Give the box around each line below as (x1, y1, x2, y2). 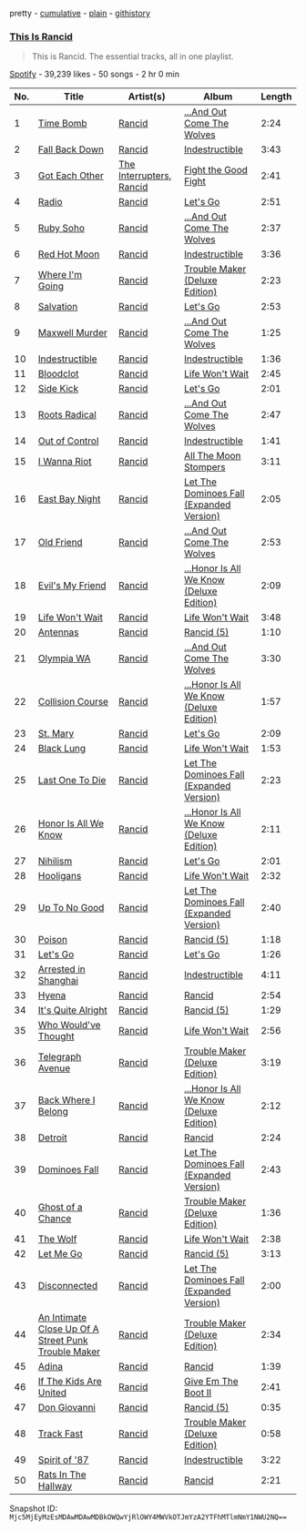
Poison (37, 934, 68, 946)
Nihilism (37, 855, 73, 868)
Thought (37, 1030, 75, 1043)
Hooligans (37, 870, 82, 883)
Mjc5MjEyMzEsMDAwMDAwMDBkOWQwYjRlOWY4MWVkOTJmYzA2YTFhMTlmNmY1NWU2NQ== (9, 1513, 287, 1522)
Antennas (37, 626, 79, 638)
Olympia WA (37, 652, 91, 665)
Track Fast (37, 1427, 84, 1440)
